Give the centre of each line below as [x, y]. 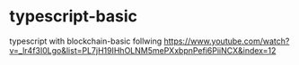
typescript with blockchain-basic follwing [86, 41]
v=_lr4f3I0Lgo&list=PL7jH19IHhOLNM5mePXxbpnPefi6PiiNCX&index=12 [143, 50]
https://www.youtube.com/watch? [227, 41]
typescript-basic [73, 16]
